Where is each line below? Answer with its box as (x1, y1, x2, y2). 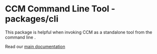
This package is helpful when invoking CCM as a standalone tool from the (5, 29, 153, 35)
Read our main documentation (5, 43, 65, 49)
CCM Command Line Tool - (5, 3, 115, 14)
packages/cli (5, 13, 59, 24)
